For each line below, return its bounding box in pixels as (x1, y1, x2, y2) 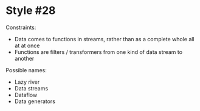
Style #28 (5, 4, 56, 18)
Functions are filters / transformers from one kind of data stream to (14, 48, 183, 55)
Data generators (14, 98, 56, 105)
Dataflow (14, 91, 38, 98)
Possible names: (5, 66, 47, 73)
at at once (14, 42, 40, 49)
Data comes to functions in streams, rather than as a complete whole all (14, 35, 195, 42)
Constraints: (5, 24, 36, 31)
